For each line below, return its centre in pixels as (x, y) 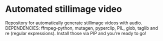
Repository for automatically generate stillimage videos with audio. (74, 23)
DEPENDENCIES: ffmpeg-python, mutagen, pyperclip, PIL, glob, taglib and (82, 28)
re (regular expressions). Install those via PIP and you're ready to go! (76, 33)
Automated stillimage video (64, 9)
